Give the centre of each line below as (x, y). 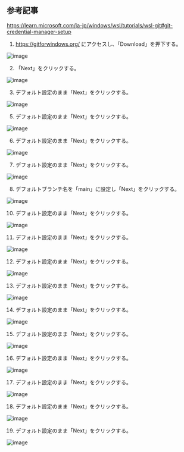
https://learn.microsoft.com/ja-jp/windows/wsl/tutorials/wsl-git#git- (90, 25)
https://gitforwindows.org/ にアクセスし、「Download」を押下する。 (98, 44)
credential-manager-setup (39, 32)
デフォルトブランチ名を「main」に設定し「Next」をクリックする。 (98, 189)
